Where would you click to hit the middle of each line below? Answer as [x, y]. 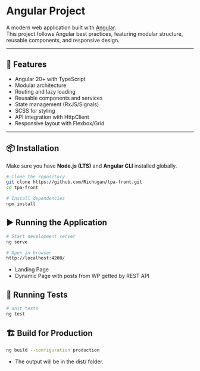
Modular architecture [40, 85]
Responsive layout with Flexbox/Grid [60, 123]
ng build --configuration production [53, 350]
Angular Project [46, 11]
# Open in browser [29, 253]
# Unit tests [22, 308]
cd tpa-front [22, 188]
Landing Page [32, 270]
